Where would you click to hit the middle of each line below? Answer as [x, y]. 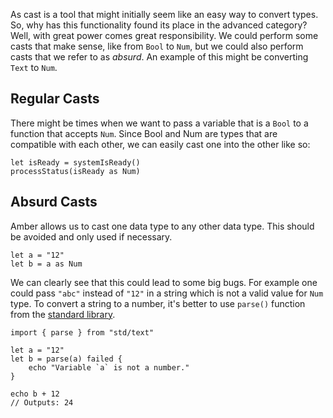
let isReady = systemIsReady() [75, 162]
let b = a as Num [46, 264]
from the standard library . [63, 314]
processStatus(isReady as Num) [75, 171]
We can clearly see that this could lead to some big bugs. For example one [164, 282]
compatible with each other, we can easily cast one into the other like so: [160, 144]
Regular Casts [55, 99]
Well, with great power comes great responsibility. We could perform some [164, 35]
